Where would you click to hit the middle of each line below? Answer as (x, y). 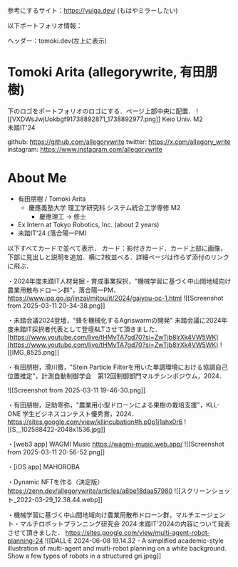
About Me (37, 178)
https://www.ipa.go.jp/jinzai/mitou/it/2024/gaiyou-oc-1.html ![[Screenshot (115, 298)
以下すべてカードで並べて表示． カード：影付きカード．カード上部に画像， (117, 248)
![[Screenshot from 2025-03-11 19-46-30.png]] (77, 390)
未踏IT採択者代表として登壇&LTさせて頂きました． (87, 329)
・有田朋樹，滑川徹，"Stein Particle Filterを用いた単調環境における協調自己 (118, 367)
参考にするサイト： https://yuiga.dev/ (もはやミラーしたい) (93, 10)
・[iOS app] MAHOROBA (44, 467)
